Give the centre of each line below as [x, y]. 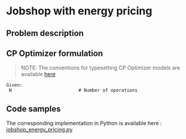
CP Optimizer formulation [55, 53]
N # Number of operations [73, 90]
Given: [14, 85]
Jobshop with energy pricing [79, 11]
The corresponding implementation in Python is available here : [84, 123]
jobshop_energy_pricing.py [39, 129]
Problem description [45, 33]
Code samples [33, 109]
